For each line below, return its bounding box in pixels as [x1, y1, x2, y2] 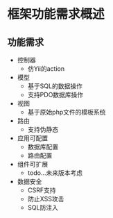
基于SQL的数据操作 [27, 82, 83, 90]
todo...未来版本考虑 [27, 169, 83, 177]
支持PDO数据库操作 [27, 91, 84, 99]
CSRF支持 [27, 186, 57, 194]
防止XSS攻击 [27, 195, 64, 203]
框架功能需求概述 [7, 6, 105, 22]
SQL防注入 [27, 203, 59, 212]
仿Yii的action [27, 65, 64, 73]
